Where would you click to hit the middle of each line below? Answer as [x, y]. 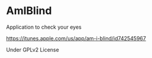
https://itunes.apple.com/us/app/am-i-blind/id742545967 [76, 38]
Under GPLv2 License [33, 50]
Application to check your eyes [44, 27]
